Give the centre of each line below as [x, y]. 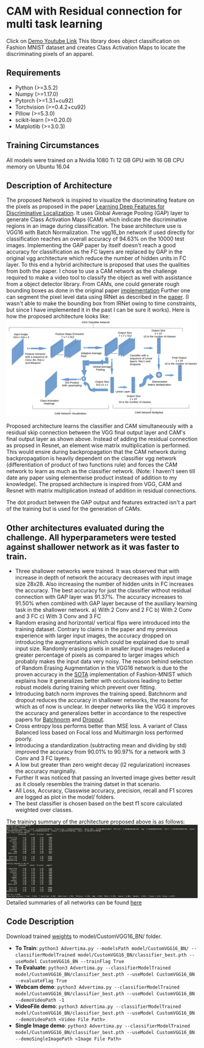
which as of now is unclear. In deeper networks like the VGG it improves [105, 707]
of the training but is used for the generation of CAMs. [74, 509]
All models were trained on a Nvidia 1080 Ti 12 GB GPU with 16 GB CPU [95, 160]
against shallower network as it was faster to [93, 547]
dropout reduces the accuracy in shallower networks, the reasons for [101, 700]
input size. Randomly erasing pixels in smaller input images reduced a [102, 649]
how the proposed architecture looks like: [58, 317]
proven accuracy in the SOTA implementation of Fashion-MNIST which [104, 674]
